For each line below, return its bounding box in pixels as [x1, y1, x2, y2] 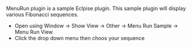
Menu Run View [14, 28, 53, 35]
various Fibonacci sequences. [6, 11, 79, 18]
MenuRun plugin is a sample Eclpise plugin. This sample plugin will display [6, 5, 186, 12]
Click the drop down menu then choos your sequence [14, 35, 145, 41]
